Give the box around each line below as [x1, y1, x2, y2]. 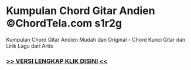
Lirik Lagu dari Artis [6, 42, 53, 49]
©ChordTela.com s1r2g [6, 16, 122, 30]
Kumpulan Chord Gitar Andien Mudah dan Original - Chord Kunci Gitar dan [6, 36, 186, 43]
